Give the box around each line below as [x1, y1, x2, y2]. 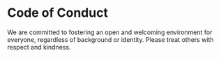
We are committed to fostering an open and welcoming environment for [7, 28, 213, 36]
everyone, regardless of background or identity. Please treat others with [7, 35, 214, 43]
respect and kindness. [7, 43, 71, 51]
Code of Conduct [7, 5, 108, 21]
